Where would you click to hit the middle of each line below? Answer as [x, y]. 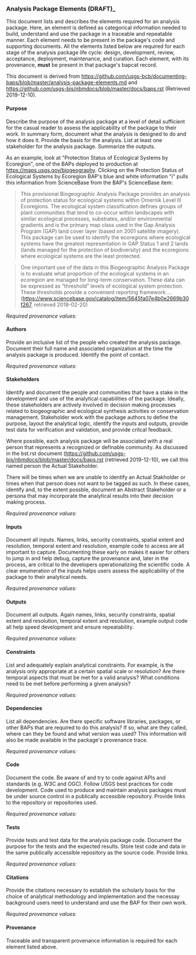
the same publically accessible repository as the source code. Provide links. [97, 853]
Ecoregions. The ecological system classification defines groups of [101, 206]
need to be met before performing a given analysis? [68, 684]
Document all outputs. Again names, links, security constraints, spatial [91, 615]
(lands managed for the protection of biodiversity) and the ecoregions [104, 250]
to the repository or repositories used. [52, 802]
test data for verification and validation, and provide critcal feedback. [89, 429]
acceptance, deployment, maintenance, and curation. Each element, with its [97, 59]
